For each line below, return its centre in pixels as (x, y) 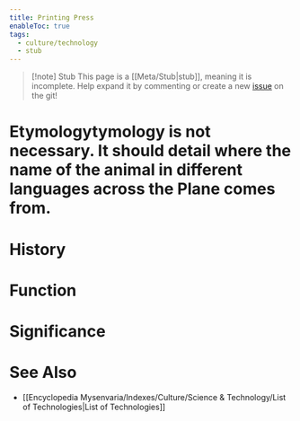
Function (43, 290)
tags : (19, 34)
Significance (57, 331)
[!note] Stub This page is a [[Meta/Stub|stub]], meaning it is (141, 76)
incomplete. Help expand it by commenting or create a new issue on (158, 86)
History (38, 249)
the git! (44, 96)
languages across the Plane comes (142, 189)
